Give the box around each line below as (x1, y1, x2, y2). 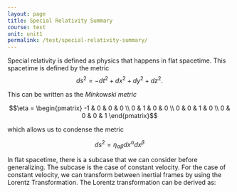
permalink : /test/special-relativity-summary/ (7, 37, 148, 44)
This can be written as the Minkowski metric (7, 90, 137, 98)
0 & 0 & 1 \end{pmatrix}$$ (81, 111, 158, 119)
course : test (7, 23, 46, 31)
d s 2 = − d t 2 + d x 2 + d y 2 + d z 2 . (75, 75, 164, 85)
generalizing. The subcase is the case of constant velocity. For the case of (7, 163, 226, 171)
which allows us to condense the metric (7, 125, 125, 134)
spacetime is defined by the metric (7, 64, 110, 73)
